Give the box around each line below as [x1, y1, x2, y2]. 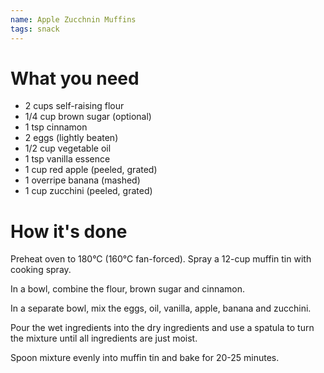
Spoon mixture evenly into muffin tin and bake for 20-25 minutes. [10, 352, 280, 364]
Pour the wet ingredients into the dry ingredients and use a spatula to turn [10, 322, 315, 334]
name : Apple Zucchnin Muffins [10, 14, 137, 25]
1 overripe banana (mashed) [24, 174, 141, 186]
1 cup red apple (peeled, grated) [24, 164, 158, 176]
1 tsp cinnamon [24, 121, 88, 133]
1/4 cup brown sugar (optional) [24, 111, 152, 123]
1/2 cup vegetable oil [24, 142, 112, 155]
